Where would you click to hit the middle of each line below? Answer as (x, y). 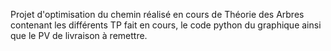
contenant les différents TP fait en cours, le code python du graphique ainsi (166, 25)
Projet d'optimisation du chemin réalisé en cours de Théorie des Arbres (157, 14)
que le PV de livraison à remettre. (79, 35)
